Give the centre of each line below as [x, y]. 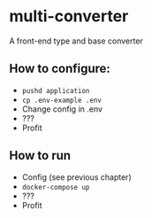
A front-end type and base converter [76, 41]
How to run [40, 156]
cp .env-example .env [61, 100]
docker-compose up [56, 187]
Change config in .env [62, 109]
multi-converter [69, 16]
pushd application [56, 90]
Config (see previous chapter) [76, 177]
